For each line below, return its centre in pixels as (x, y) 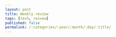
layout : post (18, 9)
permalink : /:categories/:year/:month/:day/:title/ (58, 27)
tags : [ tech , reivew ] (27, 18)
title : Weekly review (27, 14)
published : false (22, 23)
